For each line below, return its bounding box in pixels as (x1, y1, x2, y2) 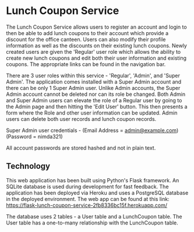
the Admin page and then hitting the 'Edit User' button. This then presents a (6, 103, 188, 110)
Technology (6, 161, 51, 171)
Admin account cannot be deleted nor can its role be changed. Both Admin (6, 91, 185, 98)
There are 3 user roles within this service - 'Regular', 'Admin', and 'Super (6, 72, 181, 79)
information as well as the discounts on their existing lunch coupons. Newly (6, 42, 188, 49)
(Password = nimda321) (6, 133, 63, 140)
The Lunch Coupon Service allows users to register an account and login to (6, 23, 188, 30)
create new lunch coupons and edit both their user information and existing (6, 54, 187, 61)
